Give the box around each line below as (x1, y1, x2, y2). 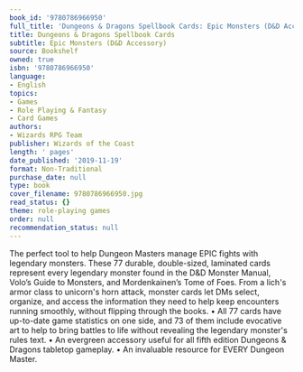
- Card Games (9, 114, 59, 123)
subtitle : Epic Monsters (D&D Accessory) (9, 38, 168, 48)
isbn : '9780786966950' (9, 64, 95, 73)
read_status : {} (9, 198, 70, 208)
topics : (9, 88, 39, 98)
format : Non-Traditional (9, 164, 103, 173)
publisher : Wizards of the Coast (9, 139, 135, 148)
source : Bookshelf (9, 47, 78, 56)
